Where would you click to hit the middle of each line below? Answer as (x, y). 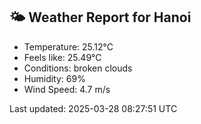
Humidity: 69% (54, 78)
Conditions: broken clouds (78, 68)
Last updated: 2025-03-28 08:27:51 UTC (93, 108)
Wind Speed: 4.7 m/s (67, 89)
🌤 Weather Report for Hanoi (100, 17)
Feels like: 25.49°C (62, 57)
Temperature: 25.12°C (68, 46)
